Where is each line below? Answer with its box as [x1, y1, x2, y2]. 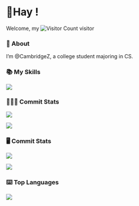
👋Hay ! [6, 5, 39, 19]
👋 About [6, 39, 30, 48]
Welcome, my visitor [6, 25, 95, 32]
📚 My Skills [6, 68, 41, 76]
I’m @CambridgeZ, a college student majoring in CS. [6, 53, 134, 60]
